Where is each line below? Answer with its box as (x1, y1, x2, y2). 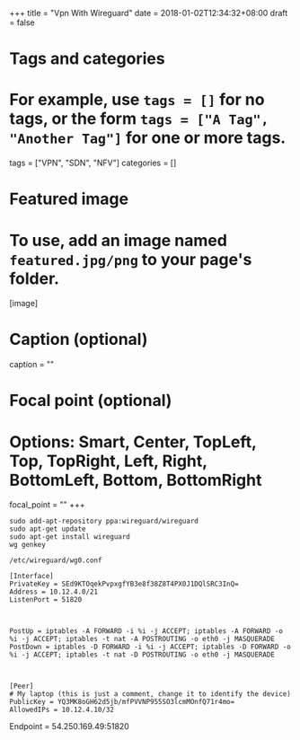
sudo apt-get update (9, 524, 87, 533)
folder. (9, 269, 60, 288)
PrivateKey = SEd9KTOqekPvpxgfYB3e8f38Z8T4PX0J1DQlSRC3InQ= (9, 579, 240, 589)
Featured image (9, 189, 128, 209)
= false (9, 17, 35, 28)
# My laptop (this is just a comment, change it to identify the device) (9, 690, 292, 699)
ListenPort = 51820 (9, 595, 83, 604)
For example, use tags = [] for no (9, 90, 265, 110)
